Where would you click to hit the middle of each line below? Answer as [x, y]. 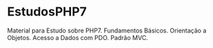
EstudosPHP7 [47, 12]
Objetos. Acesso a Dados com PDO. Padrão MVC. [78, 37]
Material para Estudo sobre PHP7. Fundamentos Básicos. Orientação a [107, 30]
